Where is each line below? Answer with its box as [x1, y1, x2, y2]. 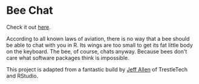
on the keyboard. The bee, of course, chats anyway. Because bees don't [6, 47, 188, 55]
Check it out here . [6, 23, 51, 31]
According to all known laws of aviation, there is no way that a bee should [6, 35, 190, 42]
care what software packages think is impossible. [6, 54, 129, 61]
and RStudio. [6, 72, 38, 79]
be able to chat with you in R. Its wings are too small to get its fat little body [6, 41, 194, 49]
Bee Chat [6, 4, 53, 17]
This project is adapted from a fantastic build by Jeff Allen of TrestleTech [6, 65, 188, 73]
